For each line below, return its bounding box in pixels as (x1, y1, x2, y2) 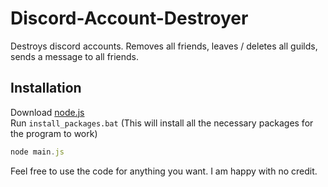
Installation (10, 80, 82, 97)
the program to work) (10, 127, 98, 139)
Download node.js (10, 106, 85, 118)
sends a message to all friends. (10, 50, 140, 62)
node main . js (10, 147, 65, 157)
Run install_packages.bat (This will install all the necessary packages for (10, 117, 314, 129)
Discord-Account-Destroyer (10, 7, 249, 30)
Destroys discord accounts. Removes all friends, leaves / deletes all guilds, (10, 40, 318, 52)
